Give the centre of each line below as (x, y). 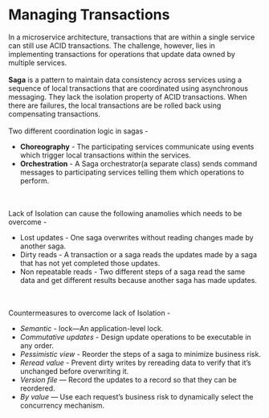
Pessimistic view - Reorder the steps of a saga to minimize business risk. (140, 354)
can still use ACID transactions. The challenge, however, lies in (112, 45)
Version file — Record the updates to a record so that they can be (128, 379)
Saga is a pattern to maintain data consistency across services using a (125, 80)
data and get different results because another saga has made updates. (138, 280)
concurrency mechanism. (62, 405)
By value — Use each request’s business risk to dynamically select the (137, 396)
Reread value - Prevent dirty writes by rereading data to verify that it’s (135, 363)
